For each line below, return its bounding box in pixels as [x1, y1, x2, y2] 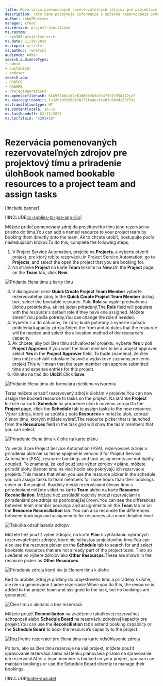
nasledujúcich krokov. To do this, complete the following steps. [5, 239, 130, 245]
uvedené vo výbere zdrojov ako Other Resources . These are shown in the [5, 552, 152, 558]
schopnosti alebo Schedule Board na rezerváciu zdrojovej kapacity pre [5, 616, 147, 622]
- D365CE [5, 79, 23, 84]
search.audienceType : [5, 57, 49, 62]
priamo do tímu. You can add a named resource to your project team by [5, 229, 147, 235]
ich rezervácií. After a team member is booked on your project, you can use [5, 655, 155, 661]
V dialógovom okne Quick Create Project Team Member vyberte [12, 288, 142, 294]
